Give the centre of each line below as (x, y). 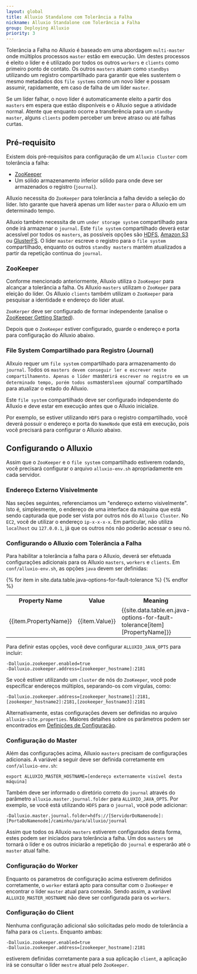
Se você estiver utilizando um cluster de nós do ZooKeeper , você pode (91, 680)
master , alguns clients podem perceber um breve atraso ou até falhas (91, 118)
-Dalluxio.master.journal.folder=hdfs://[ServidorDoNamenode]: (85, 816)
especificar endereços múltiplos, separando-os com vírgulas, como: (89, 686)
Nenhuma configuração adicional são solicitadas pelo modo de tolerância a (97, 925)
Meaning (156, 600)
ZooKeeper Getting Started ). (40, 317)
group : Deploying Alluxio (38, 28)
